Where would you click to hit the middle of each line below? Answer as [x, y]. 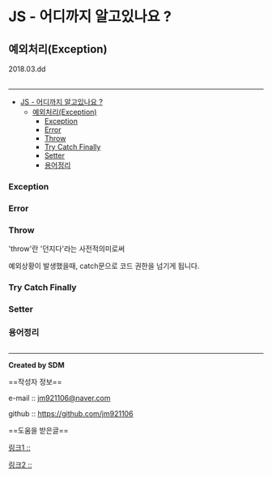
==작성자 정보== [35, 382]
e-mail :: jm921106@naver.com [59, 398]
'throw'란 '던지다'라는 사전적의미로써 [67, 249]
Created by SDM [36, 365]
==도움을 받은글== [38, 431]
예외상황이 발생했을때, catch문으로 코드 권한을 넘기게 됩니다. [104, 266]
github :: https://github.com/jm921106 [71, 414]
